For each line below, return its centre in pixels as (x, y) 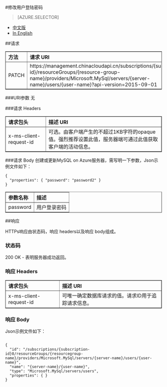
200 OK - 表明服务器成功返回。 (37, 257)
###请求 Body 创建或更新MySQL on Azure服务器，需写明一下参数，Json (80, 160)
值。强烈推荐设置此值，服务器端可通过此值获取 (103, 139)
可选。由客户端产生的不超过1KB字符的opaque (102, 132)
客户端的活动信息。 (71, 147)
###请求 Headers (23, 108)
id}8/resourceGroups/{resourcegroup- (44, 354)
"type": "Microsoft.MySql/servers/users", (54, 371)
